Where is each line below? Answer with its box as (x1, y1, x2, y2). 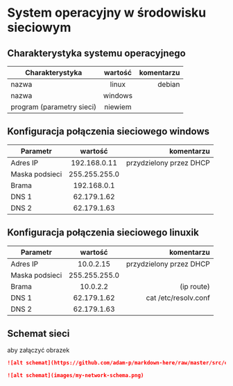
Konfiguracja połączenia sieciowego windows (7, 126, 210, 137)
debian (157, 80, 180, 89)
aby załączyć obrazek (7, 346, 70, 355)
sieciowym (7, 19, 71, 35)
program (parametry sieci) (10, 102, 97, 112)
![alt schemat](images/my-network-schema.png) (7, 372, 144, 379)
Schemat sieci (7, 328, 70, 339)
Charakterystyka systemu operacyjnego (7, 47, 186, 59)
